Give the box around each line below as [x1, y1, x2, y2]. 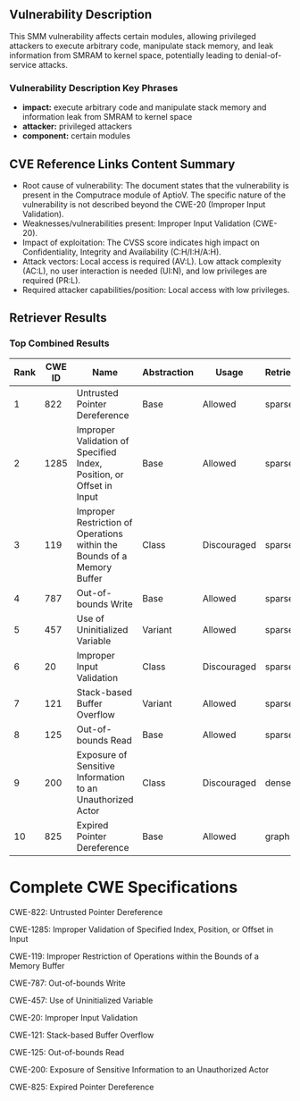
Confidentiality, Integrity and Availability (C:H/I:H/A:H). [21, 246, 221, 257]
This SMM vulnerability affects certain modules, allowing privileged [9, 30, 257, 41]
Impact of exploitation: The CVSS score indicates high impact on [21, 237, 261, 248]
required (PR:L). [21, 274, 81, 285]
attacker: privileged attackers [21, 121, 132, 132]
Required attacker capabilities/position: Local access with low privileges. [21, 284, 290, 295]
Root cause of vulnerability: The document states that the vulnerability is [21, 180, 289, 190]
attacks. [38, 59, 69, 70]
